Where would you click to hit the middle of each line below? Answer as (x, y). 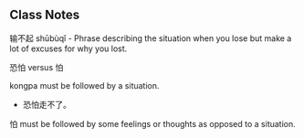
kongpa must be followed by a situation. (84, 85)
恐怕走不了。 (47, 104)
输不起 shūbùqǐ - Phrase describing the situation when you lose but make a (151, 38)
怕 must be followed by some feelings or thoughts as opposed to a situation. (153, 123)
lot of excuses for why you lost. (68, 48)
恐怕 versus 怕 (37, 67)
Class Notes (45, 15)
